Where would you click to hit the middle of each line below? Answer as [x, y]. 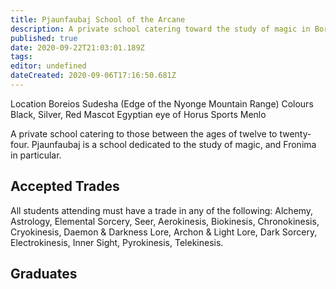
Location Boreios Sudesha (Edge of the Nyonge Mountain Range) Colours [162, 103]
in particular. [36, 155]
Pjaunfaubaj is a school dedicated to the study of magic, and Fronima [174, 144]
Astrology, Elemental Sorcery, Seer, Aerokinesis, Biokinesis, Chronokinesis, [165, 221]
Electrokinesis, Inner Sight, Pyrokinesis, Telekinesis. [117, 242]
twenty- [295, 133]
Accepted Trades [65, 186]
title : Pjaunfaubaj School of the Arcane [98, 19]
